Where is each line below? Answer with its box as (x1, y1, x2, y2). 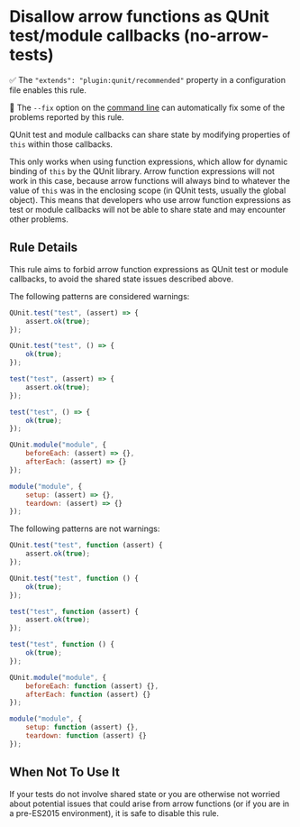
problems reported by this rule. (9, 111, 124, 123)
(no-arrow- (183, 25, 269, 46)
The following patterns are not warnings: (9, 523, 160, 534)
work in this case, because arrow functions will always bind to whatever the (9, 175, 291, 186)
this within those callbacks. (9, 138, 114, 150)
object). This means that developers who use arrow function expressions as (9, 194, 291, 205)
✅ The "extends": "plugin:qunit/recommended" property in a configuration (9, 74, 286, 85)
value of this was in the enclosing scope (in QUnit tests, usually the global (9, 185, 286, 196)
